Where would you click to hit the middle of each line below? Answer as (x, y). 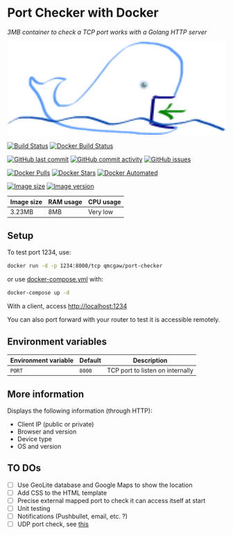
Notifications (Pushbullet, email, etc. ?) (72, 516)
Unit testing (34, 509)
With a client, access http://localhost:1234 (67, 306)
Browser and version (47, 431)
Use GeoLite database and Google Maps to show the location (105, 485)
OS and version (39, 447)
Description (150, 360)
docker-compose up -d (38, 293)
